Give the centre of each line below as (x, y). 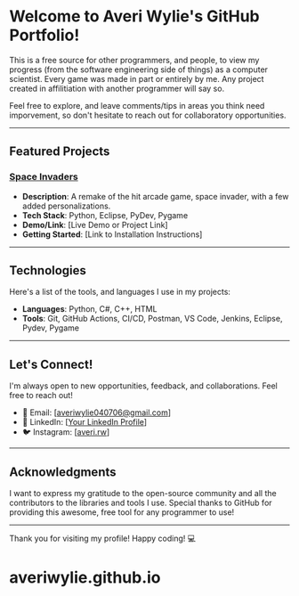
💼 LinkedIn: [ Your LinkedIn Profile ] (85, 422)
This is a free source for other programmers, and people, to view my (134, 60)
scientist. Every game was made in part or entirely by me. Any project (137, 78)
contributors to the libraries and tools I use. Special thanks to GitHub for (141, 503)
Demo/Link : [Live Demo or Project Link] (95, 225)
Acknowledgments (63, 472)
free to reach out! (41, 396)
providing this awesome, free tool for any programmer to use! (122, 512)
